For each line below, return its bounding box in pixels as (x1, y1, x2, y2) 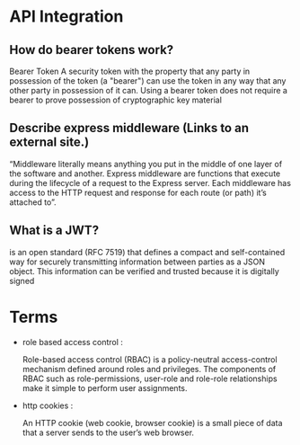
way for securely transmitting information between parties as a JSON (9, 256, 265, 267)
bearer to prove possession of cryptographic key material (9, 94, 223, 105)
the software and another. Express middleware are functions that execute (9, 168, 281, 179)
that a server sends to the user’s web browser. (22, 427, 195, 438)
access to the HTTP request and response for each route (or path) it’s (9, 187, 267, 198)
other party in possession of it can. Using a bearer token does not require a (9, 85, 287, 95)
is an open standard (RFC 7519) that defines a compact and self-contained (9, 246, 286, 257)
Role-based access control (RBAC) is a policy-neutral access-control (22, 353, 278, 365)
